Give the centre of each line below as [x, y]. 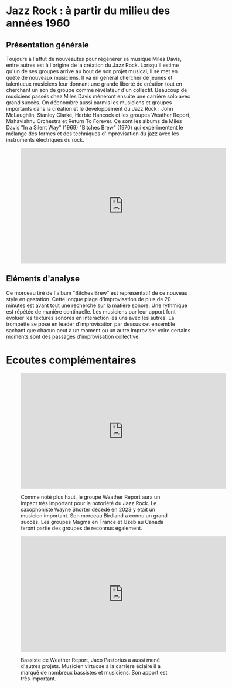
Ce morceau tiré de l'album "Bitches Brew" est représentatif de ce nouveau [97, 293]
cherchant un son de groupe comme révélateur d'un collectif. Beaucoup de [97, 90]
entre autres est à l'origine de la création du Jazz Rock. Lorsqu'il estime [93, 65]
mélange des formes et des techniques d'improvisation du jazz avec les [93, 134]
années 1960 [38, 23]
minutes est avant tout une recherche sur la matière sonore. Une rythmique [97, 305]
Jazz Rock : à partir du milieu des [88, 11]
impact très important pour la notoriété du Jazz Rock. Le [89, 503]
